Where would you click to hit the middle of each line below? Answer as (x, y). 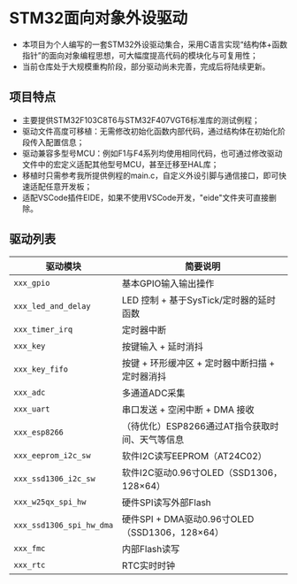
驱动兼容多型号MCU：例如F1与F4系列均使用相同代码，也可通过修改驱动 (152, 153)
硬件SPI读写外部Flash (167, 503)
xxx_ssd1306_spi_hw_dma (64, 525)
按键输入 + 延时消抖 (163, 346)
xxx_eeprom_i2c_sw (52, 455)
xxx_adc (30, 392)
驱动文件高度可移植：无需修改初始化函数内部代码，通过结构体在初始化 (150, 131)
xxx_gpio (32, 283)
